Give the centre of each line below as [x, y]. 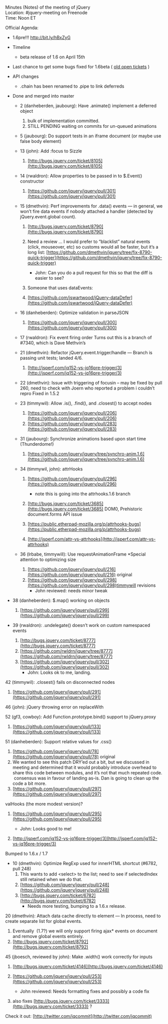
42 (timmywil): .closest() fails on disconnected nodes [60, 682]
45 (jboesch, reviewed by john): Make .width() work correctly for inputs [79, 957]
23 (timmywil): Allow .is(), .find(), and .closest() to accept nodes [86, 403]
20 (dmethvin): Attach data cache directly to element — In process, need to [83, 916]
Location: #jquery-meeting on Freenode [46, 13]
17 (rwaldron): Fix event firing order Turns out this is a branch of [86, 337]
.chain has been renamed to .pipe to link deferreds [72, 86]
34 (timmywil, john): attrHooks [51, 469]
